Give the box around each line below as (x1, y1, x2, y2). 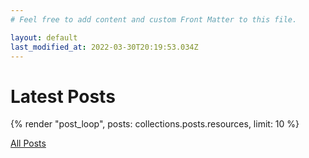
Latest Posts (10, 85, 116, 108)
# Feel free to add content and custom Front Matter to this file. (10, 14, 298, 25)
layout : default (10, 32, 78, 43)
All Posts (10, 137, 47, 150)
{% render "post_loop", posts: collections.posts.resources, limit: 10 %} (10, 118, 300, 130)
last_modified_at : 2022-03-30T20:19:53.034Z (10, 42, 199, 52)
